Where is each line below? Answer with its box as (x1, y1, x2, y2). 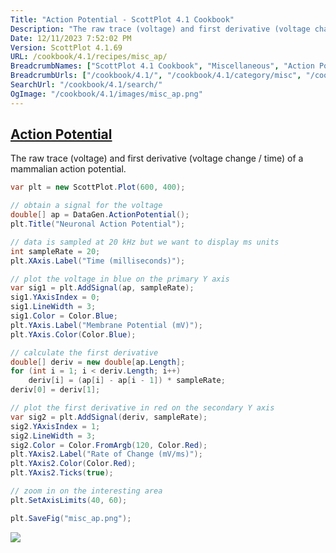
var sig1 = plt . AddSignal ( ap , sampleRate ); (10, 283, 195, 293)
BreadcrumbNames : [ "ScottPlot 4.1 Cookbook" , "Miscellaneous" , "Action (10, 61, 315, 71)
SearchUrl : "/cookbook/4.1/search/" (10, 80, 163, 90)
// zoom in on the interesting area (10, 486, 163, 496)
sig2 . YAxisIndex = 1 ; (10, 421, 101, 431)
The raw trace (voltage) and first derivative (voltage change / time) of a (10, 152, 304, 165)
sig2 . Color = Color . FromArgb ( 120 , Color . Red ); (10, 440, 208, 450)
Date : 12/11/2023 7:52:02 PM (10, 33, 132, 43)
